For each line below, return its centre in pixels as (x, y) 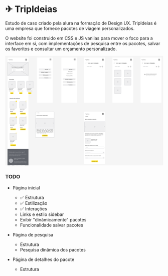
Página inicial (26, 188)
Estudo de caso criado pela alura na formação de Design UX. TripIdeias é (81, 23)
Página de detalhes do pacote (43, 259)
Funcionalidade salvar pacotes (52, 225)
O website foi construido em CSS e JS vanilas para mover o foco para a (79, 38)
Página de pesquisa (33, 234)
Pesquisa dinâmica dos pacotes (53, 249)
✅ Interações (34, 208)
